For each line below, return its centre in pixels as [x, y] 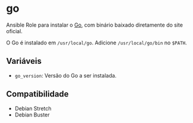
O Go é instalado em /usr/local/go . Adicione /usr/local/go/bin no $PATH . [96, 43]
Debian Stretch [33, 108]
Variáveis [24, 61]
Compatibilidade [38, 94]
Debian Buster [32, 115]
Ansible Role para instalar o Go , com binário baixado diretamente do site [94, 25]
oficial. [14, 31]
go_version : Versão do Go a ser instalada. [66, 75]
